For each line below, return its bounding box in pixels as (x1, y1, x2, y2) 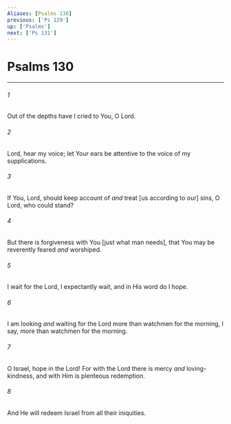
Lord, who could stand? (7, 201, 74, 209)
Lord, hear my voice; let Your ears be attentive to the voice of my (7, 149, 191, 157)
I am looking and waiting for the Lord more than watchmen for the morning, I (7, 320, 223, 328)
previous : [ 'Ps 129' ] (7, 17, 69, 23)
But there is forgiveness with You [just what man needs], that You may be (7, 239, 215, 246)
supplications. (7, 157, 47, 165)
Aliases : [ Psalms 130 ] (7, 10, 72, 17)
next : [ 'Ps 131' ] (7, 29, 57, 37)
